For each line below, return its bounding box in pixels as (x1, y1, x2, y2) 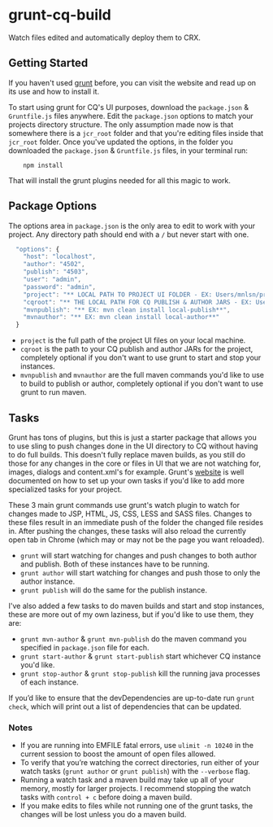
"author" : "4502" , (23, 260, 85, 269)
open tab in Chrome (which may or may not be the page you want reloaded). (8, 535, 265, 545)
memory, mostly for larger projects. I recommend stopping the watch (19, 784, 251, 794)
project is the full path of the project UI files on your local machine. (19, 335, 246, 345)
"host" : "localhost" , (23, 252, 96, 261)
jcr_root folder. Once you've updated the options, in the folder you (8, 137, 233, 147)
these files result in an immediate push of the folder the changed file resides (8, 518, 264, 527)
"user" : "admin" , (23, 275, 82, 284)
